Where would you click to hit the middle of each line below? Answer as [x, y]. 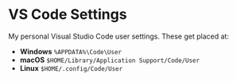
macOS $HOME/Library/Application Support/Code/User [110, 60]
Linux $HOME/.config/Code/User [71, 68]
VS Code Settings [68, 15]
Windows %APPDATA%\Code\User [70, 51]
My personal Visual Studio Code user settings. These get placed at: [118, 36]
